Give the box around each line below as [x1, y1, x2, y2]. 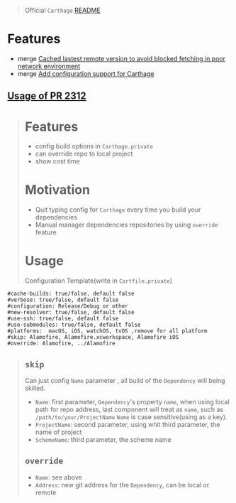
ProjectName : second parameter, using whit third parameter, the [35, 420, 220, 428]
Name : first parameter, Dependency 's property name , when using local [35, 397, 230, 406]
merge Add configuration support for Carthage [17, 69, 154, 77]
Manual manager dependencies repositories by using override [35, 220, 218, 229]
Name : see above [35, 472, 83, 482]
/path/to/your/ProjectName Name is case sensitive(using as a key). [35, 412, 227, 421]
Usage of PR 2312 [7, 90, 86, 102]
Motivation [24, 182, 91, 198]
